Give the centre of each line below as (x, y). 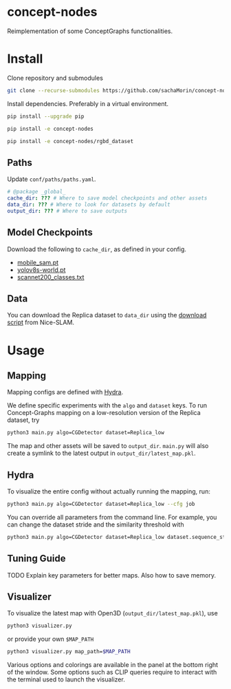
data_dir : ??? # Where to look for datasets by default (89, 204)
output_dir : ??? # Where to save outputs (67, 211)
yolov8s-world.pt (41, 270)
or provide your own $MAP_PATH (51, 639)
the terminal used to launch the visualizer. (66, 679)
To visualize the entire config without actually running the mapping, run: (109, 491)
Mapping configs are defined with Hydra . (65, 392)
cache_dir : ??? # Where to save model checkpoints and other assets (107, 198)
